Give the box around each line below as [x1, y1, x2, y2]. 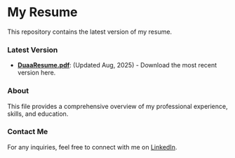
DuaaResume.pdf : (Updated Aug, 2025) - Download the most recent [17, 61, 217, 70]
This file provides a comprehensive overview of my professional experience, [7, 102, 228, 110]
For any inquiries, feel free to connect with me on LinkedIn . [7, 143, 177, 151]
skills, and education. [7, 110, 69, 118]
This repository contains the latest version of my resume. [7, 27, 173, 36]
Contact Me [7, 127, 48, 137]
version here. [17, 68, 56, 77]
